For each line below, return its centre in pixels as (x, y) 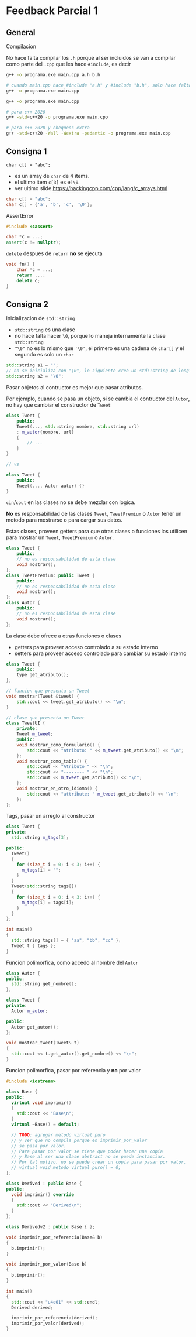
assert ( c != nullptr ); (34, 242)
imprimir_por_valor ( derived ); (48, 1324)
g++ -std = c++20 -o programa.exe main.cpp (57, 117)
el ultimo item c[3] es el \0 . (47, 182)
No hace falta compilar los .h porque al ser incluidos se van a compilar (91, 58)
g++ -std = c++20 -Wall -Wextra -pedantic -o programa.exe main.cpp (88, 133)
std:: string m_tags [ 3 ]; (40, 838)
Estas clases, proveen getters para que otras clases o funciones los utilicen (97, 532)
